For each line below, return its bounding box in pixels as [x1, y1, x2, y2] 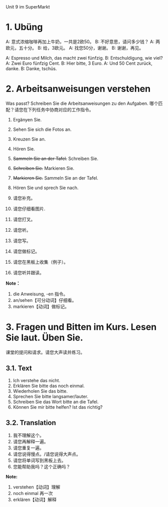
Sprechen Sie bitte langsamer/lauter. [13, 393, 88, 399]
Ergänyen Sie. [13, 116, 42, 122]
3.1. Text [6, 364, 32, 373]
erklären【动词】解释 [13, 496, 57, 502]
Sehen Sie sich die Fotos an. [13, 126, 72, 132]
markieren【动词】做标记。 [13, 303, 70, 309]
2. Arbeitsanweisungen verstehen [6, 83, 151, 95]
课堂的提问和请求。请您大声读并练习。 [6, 349, 85, 355]
